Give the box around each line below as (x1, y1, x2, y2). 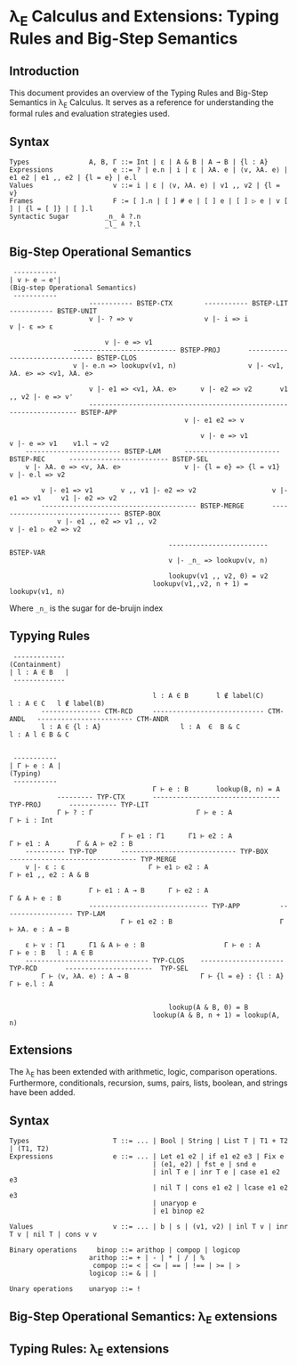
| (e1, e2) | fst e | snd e (152, 1160, 256, 1169)
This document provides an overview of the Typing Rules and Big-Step (9, 87, 269, 98)
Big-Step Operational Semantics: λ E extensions (9, 1309, 278, 1326)
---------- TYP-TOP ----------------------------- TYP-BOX (25, 847, 269, 856)
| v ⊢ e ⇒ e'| (9, 276, 62, 285)
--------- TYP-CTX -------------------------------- (56, 792, 280, 801)
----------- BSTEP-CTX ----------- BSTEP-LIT (88, 299, 289, 308)
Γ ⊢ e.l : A (9, 979, 53, 988)
